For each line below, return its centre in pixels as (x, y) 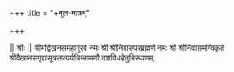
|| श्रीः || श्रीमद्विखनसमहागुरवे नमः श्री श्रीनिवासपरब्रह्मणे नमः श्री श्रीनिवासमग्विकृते (117, 48)
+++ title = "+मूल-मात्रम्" (50, 13)
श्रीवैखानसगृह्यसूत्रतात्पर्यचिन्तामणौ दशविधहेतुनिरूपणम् (81, 58)
